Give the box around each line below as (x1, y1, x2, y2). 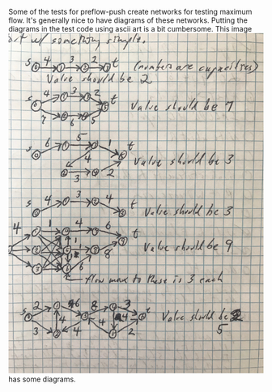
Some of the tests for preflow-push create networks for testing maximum (8, 7, 253, 16)
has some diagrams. (8, 374, 76, 384)
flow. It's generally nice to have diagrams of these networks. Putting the (8, 15, 249, 25)
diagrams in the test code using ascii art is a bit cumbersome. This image (8, 24, 253, 33)
